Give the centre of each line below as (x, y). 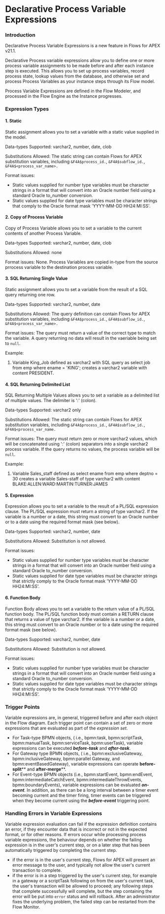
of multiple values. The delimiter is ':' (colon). (51, 401)
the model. (16, 137)
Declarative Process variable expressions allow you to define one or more (80, 61)
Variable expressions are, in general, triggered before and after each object (82, 717)
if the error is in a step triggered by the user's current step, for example (84, 876)
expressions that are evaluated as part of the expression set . (66, 728)
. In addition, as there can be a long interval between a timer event (91, 790)
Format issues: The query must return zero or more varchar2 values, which (81, 439)
